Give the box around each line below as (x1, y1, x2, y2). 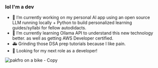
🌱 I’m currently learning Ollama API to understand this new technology (12, 30, 154, 36)
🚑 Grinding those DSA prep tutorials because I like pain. (12, 41, 126, 47)
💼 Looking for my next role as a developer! (12, 48, 98, 54)
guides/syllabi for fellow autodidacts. (12, 25, 86, 31)
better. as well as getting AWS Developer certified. (12, 35, 114, 41)
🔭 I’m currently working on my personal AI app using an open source (12, 15, 150, 21)
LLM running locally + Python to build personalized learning (12, 20, 132, 25)
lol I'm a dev (5, 3, 34, 10)
